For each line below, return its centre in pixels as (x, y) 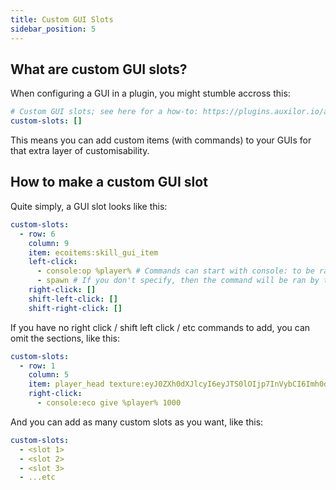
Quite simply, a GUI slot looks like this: (89, 206)
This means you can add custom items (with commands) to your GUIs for (161, 140)
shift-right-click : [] (75, 308)
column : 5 (49, 375)
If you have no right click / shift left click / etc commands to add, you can (160, 327)
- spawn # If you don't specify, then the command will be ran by (178, 281)
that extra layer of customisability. (80, 151)
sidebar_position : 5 (53, 29)
